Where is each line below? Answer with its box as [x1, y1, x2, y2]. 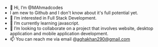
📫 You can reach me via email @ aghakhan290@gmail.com [9, 36, 130, 42]
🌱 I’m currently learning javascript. [9, 20, 80, 26]
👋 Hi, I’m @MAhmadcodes [9, 5, 63, 10]
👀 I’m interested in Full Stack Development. [9, 15, 97, 21]
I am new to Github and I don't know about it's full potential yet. [9, 10, 138, 16]
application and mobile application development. [9, 31, 109, 36]
